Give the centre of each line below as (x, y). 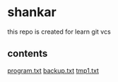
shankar (32, 12)
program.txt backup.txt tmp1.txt (53, 70)
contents (28, 54)
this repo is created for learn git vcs (59, 32)
